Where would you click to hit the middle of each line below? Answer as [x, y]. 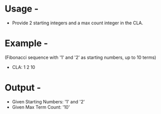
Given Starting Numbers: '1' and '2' [48, 101]
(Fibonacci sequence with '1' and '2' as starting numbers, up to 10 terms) [80, 57]
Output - [23, 88]
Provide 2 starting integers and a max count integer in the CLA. [77, 23]
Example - [26, 43]
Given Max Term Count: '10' [41, 107]
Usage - [22, 9]
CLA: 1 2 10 [24, 67]
